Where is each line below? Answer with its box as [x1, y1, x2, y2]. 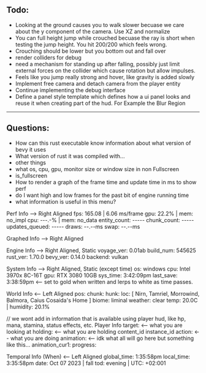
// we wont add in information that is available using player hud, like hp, [6, 315, 186, 322]
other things [15, 159, 46, 166]
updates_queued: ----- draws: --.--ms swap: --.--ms [6, 223, 140, 230]
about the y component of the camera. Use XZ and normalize [15, 28, 170, 35]
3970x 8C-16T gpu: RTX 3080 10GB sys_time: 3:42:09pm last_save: [6, 271, 178, 279]
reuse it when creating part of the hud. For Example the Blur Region [15, 99, 186, 107]
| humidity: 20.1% [6, 303, 50, 310]
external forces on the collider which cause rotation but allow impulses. [15, 67, 196, 74]
